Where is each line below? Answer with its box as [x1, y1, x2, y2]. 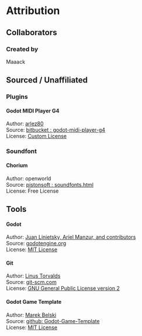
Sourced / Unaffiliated [6, 75, 88, 85]
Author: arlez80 [6, 120, 44, 127]
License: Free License [6, 187, 59, 194]
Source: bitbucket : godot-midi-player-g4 [6, 126, 106, 133]
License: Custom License [6, 133, 67, 140]
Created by [6, 45, 39, 53]
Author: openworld [6, 174, 51, 182]
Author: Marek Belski [6, 311, 57, 318]
